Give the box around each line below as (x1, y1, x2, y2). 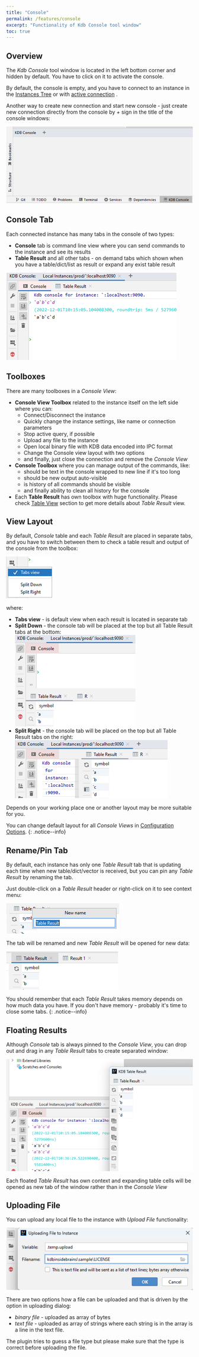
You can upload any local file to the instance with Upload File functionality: (6, 1216, 188, 1223)
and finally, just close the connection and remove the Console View (23, 455, 188, 462)
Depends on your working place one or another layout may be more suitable (6, 804, 192, 811)
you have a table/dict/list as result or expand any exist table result (14, 261, 176, 268)
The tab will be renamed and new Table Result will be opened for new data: (6, 940, 190, 947)
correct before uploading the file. (6, 1344, 87, 1351)
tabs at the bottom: (14, 628, 62, 636)
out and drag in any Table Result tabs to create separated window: (6, 1047, 169, 1054)
